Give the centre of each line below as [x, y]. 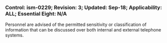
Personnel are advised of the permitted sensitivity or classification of [76, 24]
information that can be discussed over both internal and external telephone [83, 30]
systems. [14, 35]
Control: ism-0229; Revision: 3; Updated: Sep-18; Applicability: [83, 7]
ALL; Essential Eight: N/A [36, 13]
